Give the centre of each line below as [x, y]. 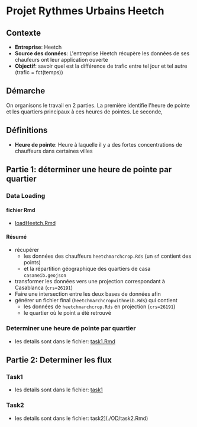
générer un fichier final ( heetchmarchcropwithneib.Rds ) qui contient [96, 301]
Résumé [17, 236]
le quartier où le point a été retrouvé [67, 313]
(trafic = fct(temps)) [39, 72]
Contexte [24, 33]
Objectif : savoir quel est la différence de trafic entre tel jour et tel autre [101, 66]
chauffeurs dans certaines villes [54, 151]
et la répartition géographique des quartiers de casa [87, 269]
